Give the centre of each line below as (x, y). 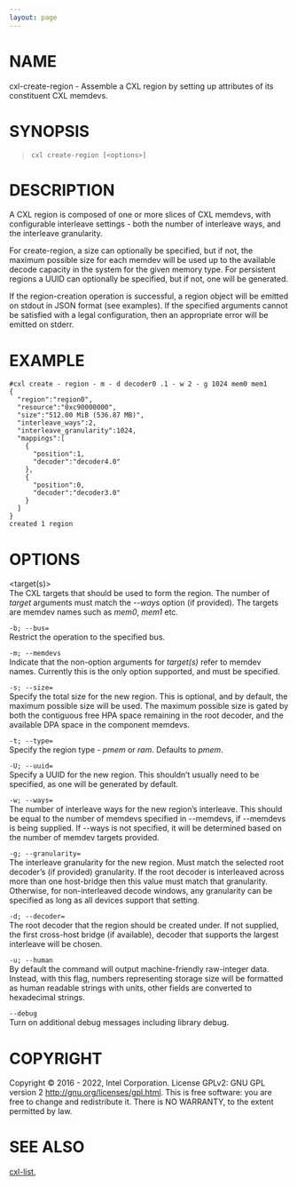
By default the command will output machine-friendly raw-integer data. (139, 969)
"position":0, (59, 485)
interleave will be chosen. (56, 944)
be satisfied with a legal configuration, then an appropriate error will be (139, 315)
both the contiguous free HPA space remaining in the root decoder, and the (146, 715)
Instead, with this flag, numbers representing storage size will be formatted (146, 979)
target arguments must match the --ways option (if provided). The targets (144, 603)
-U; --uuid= (31, 766)
